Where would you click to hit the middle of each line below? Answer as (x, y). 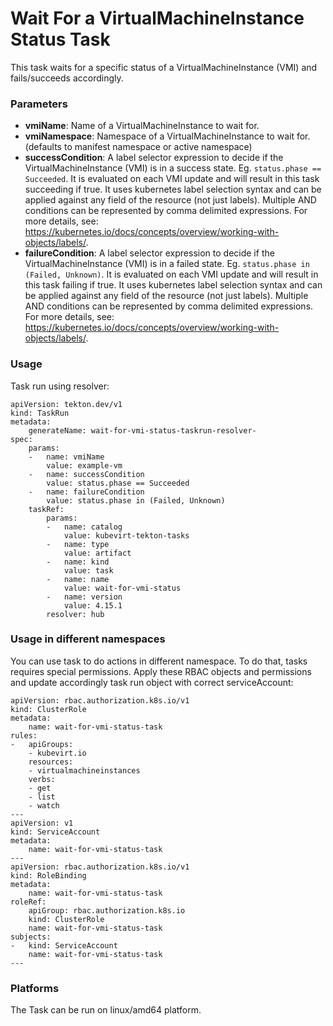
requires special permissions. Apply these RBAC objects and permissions (161, 671)
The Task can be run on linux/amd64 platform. (106, 1010)
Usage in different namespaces (88, 639)
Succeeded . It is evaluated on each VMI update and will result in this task (172, 179)
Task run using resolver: (60, 386)
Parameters (39, 104)
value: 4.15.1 (93, 605)
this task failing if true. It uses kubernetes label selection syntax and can (173, 285)
